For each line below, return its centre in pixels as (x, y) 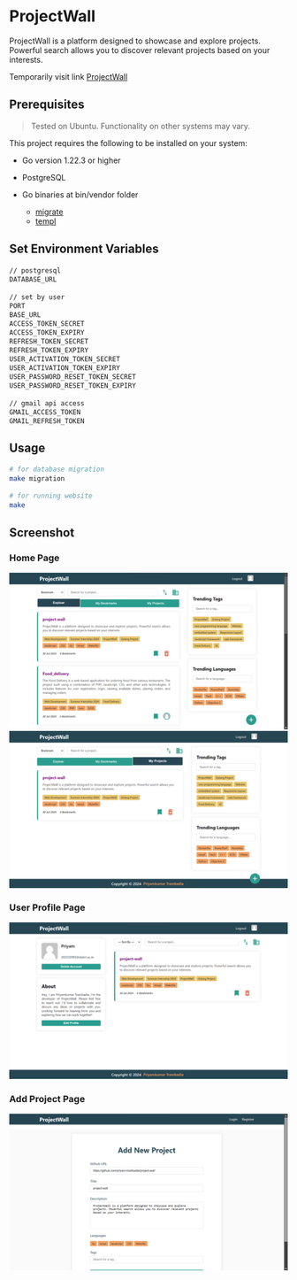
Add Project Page (47, 1099)
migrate (49, 212)
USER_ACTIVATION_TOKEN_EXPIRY (65, 368)
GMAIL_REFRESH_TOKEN (47, 421)
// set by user (37, 297)
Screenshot (42, 533)
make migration (37, 479)
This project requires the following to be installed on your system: (128, 143)
